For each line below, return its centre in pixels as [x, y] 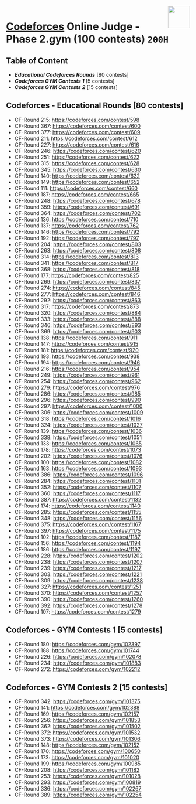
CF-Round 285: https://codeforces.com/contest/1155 [78, 512]
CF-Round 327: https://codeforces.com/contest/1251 [78, 587]
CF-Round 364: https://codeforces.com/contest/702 [78, 213]
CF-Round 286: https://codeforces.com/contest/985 [78, 394]
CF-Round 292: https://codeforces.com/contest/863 [78, 300]
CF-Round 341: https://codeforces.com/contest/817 [76, 263]
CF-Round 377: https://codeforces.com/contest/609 [77, 132]
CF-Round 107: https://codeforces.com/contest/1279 [78, 611]
